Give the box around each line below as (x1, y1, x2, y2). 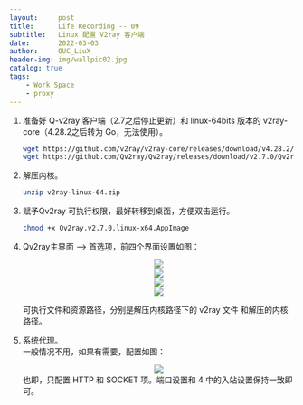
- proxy (25, 89, 54, 98)
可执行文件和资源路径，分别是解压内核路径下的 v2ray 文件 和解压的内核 (22, 305, 289, 315)
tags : (9, 72, 30, 81)
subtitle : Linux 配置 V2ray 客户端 (9, 30, 145, 39)
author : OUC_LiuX (9, 47, 91, 56)
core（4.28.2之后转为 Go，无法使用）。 (22, 126, 168, 137)
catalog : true (9, 64, 63, 73)
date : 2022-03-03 (9, 38, 99, 48)
